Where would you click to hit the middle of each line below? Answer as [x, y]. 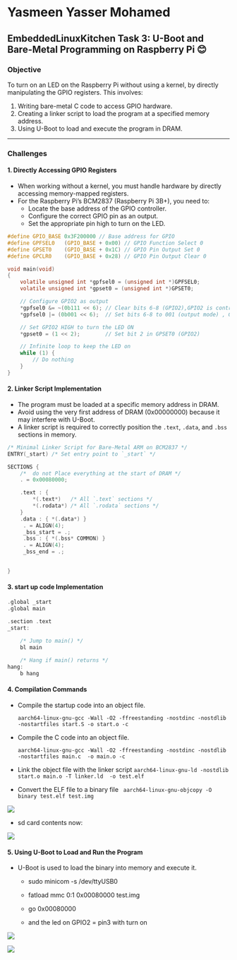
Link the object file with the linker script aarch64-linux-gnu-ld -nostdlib [123, 769]
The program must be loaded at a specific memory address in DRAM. [118, 404]
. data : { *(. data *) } [53, 519]
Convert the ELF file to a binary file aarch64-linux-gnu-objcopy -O [115, 789]
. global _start [30, 602]
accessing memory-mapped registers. [73, 194]
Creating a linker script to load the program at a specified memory [114, 113]
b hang [30, 673]
